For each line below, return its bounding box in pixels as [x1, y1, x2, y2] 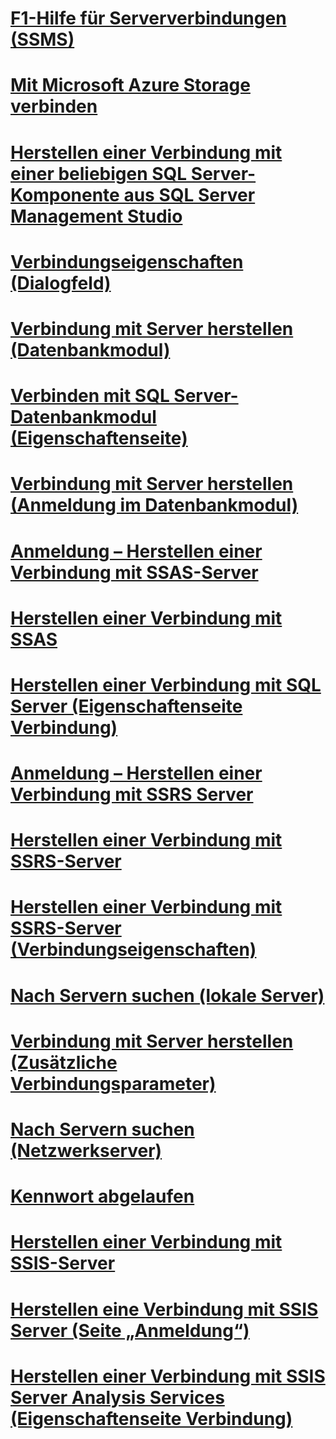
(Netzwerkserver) [10, 1140, 163, 1162]
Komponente [10, 183, 120, 206]
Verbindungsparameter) [10, 1072, 217, 1095]
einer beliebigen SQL [10, 162, 188, 185]
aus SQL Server [123, 183, 256, 206]
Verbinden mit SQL [10, 385, 170, 407]
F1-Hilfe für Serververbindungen [10, 7, 287, 30]
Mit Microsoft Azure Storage [10, 74, 251, 97]
